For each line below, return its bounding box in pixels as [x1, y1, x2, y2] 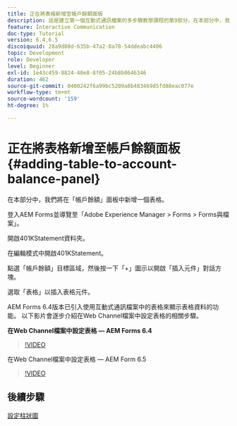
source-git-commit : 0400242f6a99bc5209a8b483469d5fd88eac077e [7, 82, 194, 89]
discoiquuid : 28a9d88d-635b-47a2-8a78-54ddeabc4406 [7, 43, 162, 50]
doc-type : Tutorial [7, 30, 65, 37]
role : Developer [7, 56, 55, 63]
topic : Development [7, 50, 65, 57]
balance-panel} [7, 171, 101, 187]
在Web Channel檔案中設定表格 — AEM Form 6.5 [7, 355, 147, 363]
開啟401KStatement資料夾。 [7, 234, 90, 242]
